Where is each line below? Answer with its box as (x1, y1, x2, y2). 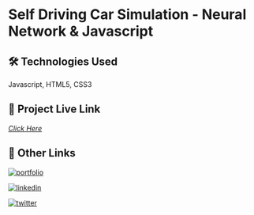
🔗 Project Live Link (8, 103, 101, 116)
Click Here (8, 123, 43, 133)
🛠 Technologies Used (8, 55, 118, 68)
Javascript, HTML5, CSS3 (8, 80, 92, 89)
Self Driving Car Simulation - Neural (8, 6, 247, 24)
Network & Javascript (8, 22, 154, 40)
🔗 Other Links (8, 146, 77, 160)
